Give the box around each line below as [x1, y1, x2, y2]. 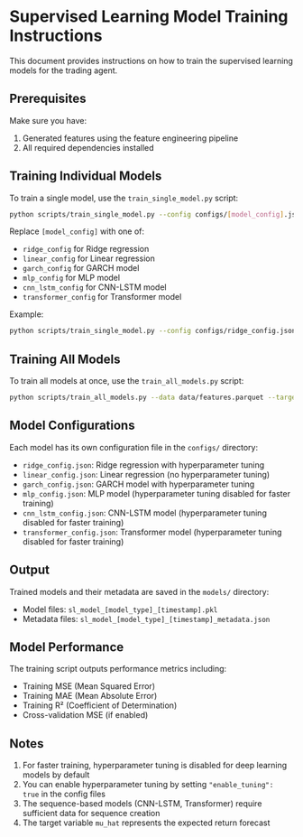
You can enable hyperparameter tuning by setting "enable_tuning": [22, 779, 274, 790]
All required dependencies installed [22, 142, 155, 153]
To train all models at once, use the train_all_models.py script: [9, 376, 244, 386]
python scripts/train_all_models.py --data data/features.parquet [9, 393, 264, 403]
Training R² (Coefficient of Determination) [22, 700, 178, 711]
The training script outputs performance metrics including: [9, 664, 227, 674]
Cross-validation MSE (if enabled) [22, 710, 149, 721]
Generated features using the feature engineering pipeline [22, 133, 239, 144]
